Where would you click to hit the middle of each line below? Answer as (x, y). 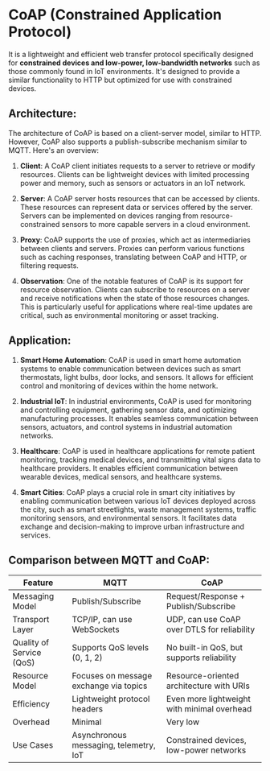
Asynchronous (99, 736)
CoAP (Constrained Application (115, 15)
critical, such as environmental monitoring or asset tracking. (119, 315)
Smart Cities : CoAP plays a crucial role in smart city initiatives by (127, 492)
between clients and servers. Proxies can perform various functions (132, 248)
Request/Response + (206, 596)
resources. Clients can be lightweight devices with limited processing (135, 174)
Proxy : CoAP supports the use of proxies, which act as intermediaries (135, 240)
